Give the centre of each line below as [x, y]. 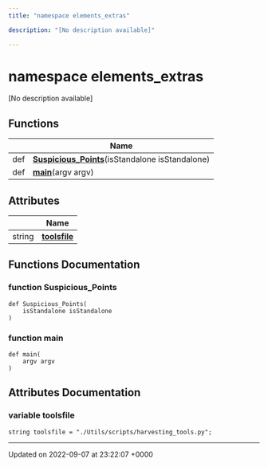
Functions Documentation [74, 265]
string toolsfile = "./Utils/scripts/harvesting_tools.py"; [110, 432]
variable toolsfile [41, 415]
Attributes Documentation [75, 392]
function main [36, 338]
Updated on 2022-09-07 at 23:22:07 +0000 [81, 454]
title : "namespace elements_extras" [69, 16]
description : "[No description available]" [82, 30]
